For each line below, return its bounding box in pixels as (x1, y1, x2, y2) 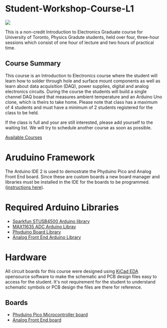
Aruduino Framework (5, 152, 95, 163)
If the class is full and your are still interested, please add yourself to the (5, 119, 153, 125)
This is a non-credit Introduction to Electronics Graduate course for (5, 28, 143, 35)
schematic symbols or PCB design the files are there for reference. (5, 284, 142, 290)
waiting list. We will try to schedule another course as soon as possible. (5, 124, 152, 130)
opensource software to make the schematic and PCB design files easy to (5, 273, 157, 280)
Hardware (5, 252, 47, 263)
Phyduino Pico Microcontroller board (12, 312, 88, 318)
